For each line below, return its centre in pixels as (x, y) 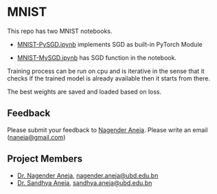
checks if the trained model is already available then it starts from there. (109, 78)
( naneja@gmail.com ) (36, 137)
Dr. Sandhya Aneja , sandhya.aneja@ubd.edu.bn (84, 182)
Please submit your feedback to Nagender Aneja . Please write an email (107, 130)
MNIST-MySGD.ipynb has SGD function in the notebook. (97, 57)
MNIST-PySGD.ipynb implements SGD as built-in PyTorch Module (110, 44)
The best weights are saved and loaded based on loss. (84, 91)
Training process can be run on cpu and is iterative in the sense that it (106, 71)
